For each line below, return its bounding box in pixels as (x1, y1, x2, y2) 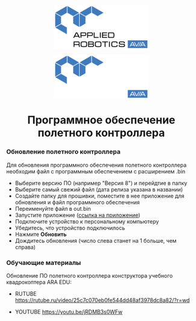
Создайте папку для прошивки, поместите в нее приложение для (14, 192, 185, 199)
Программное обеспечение (27, 113, 176, 127)
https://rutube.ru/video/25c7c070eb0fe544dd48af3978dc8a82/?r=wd (14, 297, 190, 304)
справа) (14, 243, 36, 251)
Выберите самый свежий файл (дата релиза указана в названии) (14, 185, 183, 193)
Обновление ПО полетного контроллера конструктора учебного (6, 272, 173, 279)
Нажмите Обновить (14, 231, 67, 238)
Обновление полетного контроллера (6, 148, 121, 156)
